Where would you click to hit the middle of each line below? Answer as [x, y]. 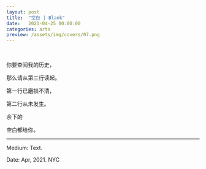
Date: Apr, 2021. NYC [33, 160]
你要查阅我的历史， [31, 65]
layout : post [23, 12]
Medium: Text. [25, 148]
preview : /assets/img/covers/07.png [53, 35]
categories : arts [29, 29]
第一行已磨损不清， [31, 91]
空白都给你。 [22, 130]
